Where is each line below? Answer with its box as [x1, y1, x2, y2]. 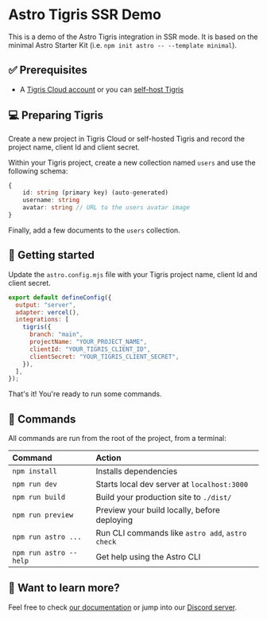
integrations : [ [15, 316, 69, 324]
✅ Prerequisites [8, 64, 87, 77]
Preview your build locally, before [95, 505, 221, 516]
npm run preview [12, 511, 74, 520]
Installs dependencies [95, 466, 178, 477]
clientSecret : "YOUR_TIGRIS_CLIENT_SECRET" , [29, 353, 180, 361]
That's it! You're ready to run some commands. [8, 389, 163, 399]
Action [95, 452, 122, 463]
